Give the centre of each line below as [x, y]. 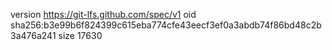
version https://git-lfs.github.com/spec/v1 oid [103, 14]
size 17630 [80, 35]
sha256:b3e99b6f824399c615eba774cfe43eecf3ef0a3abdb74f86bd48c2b [166, 25]
